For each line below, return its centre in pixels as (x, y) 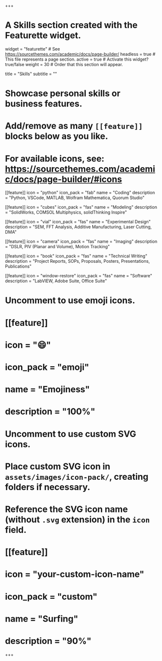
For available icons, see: (55, 159)
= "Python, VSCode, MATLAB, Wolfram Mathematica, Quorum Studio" (75, 198)
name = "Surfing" (42, 619)
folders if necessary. (48, 487)
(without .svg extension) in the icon (78, 519)
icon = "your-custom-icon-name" (75, 574)
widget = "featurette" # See (32, 49)
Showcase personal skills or (63, 93)
